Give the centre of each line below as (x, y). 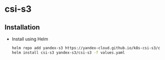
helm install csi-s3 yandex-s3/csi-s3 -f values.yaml (68, 53)
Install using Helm (30, 39)
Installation (22, 27)
